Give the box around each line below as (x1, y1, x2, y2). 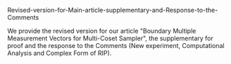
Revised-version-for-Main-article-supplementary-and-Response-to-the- (7, 6, 218, 14)
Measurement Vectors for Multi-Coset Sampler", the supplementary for (7, 34, 213, 42)
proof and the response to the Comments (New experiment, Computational (7, 42, 225, 49)
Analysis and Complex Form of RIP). (7, 49, 112, 57)
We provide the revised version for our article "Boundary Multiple (7, 27, 196, 35)
